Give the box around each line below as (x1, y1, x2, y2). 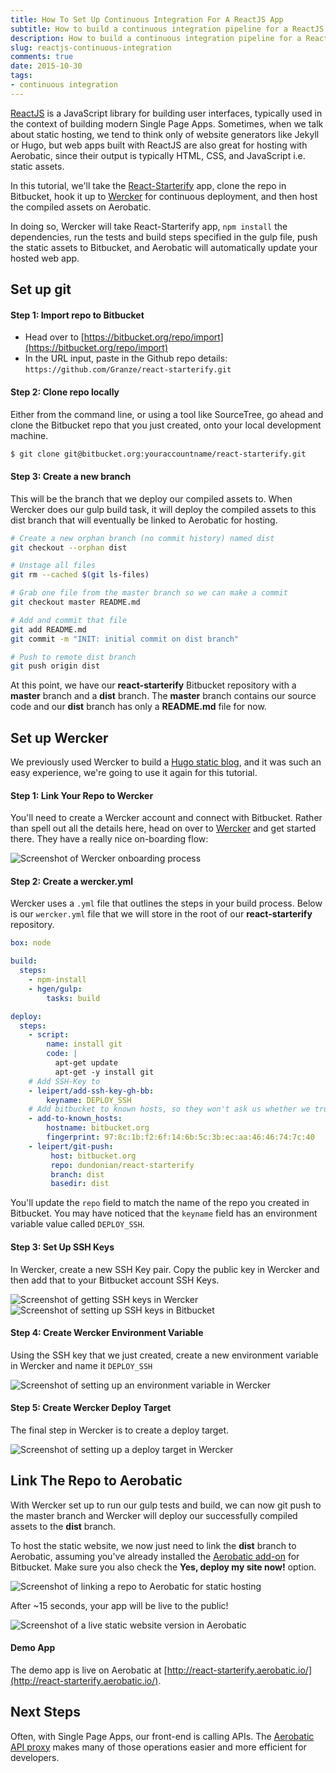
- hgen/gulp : (28, 984, 83, 994)
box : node (10, 938, 52, 948)
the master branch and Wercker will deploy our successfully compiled (10, 1509, 298, 1521)
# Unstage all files (10, 561, 97, 571)
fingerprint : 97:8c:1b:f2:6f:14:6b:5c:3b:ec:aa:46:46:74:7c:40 (46, 1132, 315, 1143)
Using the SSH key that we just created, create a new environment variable (10, 1349, 319, 1361)
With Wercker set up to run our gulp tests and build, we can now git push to (10, 1499, 322, 1511)
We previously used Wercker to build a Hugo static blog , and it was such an (10, 756, 322, 768)
